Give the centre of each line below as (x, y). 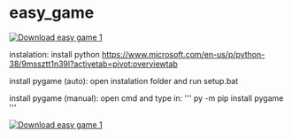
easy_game (52, 13)
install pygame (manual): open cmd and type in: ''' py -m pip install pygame (146, 98)
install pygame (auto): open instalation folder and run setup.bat (124, 81)
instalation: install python (54, 54)
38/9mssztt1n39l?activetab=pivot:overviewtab (94, 64)
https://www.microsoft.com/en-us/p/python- (183, 54)
